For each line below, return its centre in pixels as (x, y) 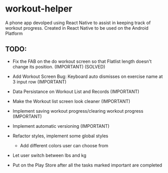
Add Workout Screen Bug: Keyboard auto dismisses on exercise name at (88, 76)
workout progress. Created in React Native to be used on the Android (77, 28)
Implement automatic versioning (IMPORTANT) (61, 126)
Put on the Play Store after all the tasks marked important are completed (87, 165)
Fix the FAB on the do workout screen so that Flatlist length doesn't (82, 61)
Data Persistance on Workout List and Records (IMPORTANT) (76, 92)
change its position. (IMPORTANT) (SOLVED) (59, 66)
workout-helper (39, 9)
